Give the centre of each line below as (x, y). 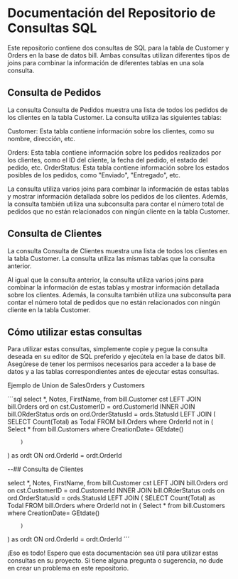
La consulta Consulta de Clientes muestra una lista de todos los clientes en (117, 250)
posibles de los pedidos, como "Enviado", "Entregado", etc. (94, 175)
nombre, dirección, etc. (42, 138)
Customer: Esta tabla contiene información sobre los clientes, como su (111, 131)
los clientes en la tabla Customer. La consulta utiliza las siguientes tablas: (115, 117)
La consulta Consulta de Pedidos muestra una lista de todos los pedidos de (118, 110)
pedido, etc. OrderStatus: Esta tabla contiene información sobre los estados (118, 167)
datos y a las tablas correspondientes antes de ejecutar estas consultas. (113, 372)
